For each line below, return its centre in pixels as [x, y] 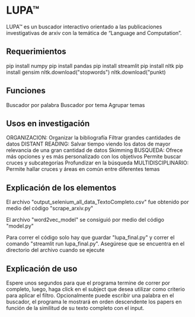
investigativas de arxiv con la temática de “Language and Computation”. [94, 33]
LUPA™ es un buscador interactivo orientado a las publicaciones [84, 27]
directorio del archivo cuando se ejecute [55, 250]
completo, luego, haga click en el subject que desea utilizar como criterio [96, 289]
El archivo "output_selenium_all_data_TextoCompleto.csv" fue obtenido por [97, 202]
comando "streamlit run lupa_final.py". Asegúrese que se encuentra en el [95, 244]
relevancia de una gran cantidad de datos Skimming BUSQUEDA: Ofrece [95, 150]
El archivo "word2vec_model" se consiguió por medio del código [85, 220]
